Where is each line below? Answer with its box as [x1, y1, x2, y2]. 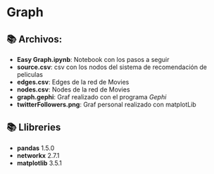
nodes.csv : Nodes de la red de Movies [16, 85, 131, 94]
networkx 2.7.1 [16, 151, 60, 159]
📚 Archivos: [6, 33, 63, 45]
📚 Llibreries [6, 121, 61, 134]
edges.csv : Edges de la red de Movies [16, 78, 130, 86]
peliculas [16, 70, 44, 78]
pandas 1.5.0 [16, 144, 55, 152]
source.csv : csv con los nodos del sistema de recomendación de [16, 63, 207, 71]
